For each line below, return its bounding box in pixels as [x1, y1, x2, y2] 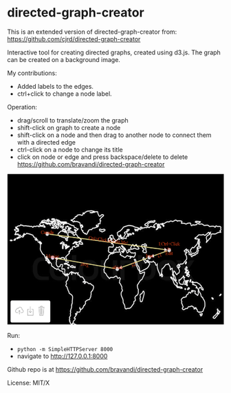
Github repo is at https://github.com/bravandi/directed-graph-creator [7, 365, 203, 373]
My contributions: [7, 69, 57, 77]
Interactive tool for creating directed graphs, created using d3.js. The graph [7, 48, 221, 56]
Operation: [7, 103, 38, 111]
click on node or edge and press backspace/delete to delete [16, 153, 188, 161]
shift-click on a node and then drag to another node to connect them [16, 131, 212, 139]
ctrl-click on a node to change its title [16, 145, 123, 153]
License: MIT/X [7, 379, 50, 387]
